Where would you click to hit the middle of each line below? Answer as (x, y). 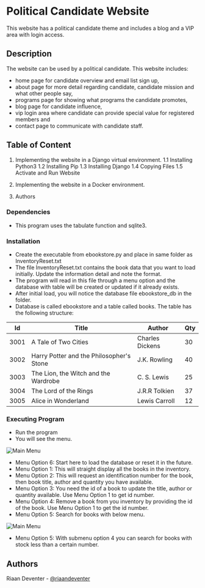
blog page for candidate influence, (59, 106)
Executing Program (35, 419)
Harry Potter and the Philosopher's (81, 356)
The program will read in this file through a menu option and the (95, 281)
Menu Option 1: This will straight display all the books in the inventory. (103, 469)
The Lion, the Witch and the (71, 374)
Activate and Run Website (48, 173)
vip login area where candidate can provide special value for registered (105, 113)
